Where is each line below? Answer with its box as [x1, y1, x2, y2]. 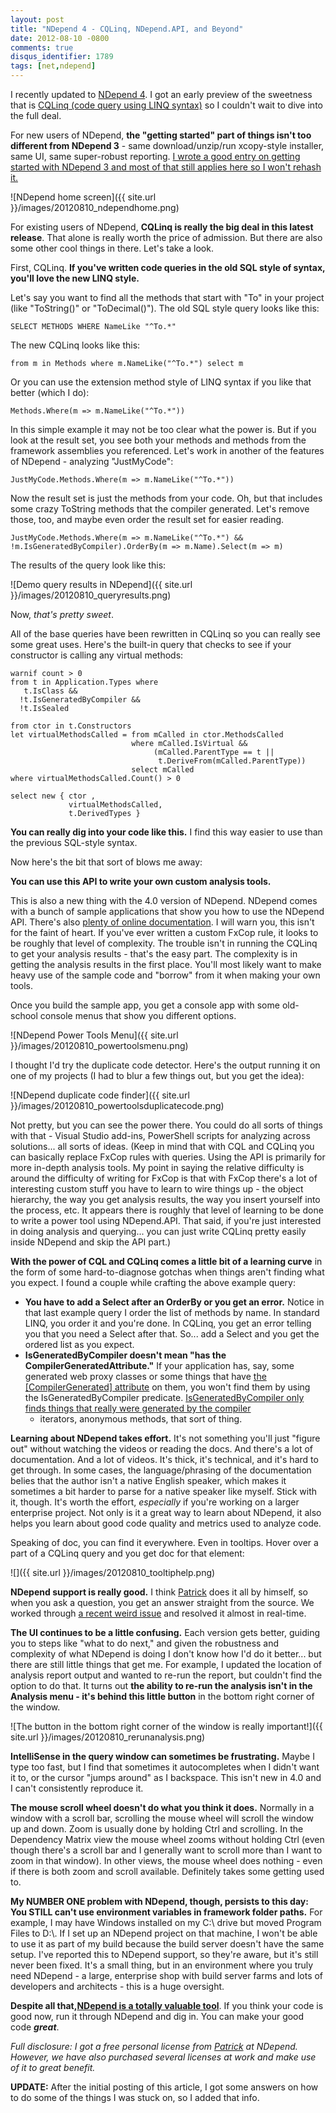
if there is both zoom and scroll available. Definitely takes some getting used [10, 1866, 325, 1877]
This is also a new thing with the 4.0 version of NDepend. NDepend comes [10, 895, 318, 906]
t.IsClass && [23, 686, 78, 696]
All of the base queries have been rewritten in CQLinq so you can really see [10, 628, 321, 640]
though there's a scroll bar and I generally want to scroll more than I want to [10, 1844, 323, 1856]
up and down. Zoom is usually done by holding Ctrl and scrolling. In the [10, 1823, 304, 1835]
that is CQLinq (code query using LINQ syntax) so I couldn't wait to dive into [10, 99, 323, 111]
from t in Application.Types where [10, 677, 159, 687]
